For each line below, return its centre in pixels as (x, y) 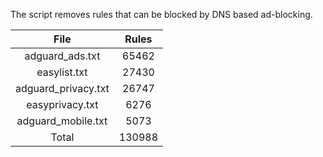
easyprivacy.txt (62, 104)
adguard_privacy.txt (62, 88)
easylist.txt (62, 72)
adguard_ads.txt (62, 56)
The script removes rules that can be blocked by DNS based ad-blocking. (161, 14)
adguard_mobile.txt (62, 121)
